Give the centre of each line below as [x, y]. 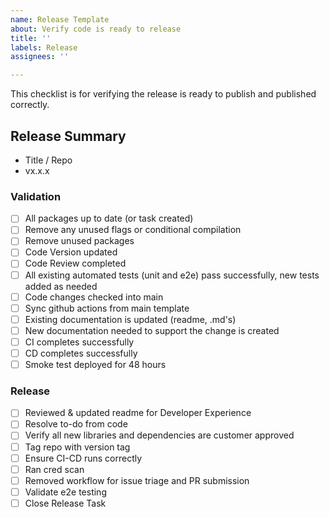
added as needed [61, 286]
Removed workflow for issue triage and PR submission [137, 480]
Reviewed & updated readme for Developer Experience [138, 413]
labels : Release [44, 47]
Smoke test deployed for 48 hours [95, 364]
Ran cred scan [54, 469]
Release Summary [68, 136]
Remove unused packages [79, 241]
